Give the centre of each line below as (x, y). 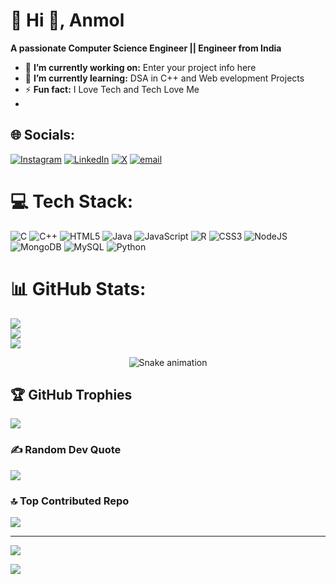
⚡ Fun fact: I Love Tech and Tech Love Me (112, 89)
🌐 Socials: (43, 135)
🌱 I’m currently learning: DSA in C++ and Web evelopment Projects (164, 78)
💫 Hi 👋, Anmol (67, 20)
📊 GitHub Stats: (78, 288)
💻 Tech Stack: (72, 201)
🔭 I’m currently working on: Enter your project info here (140, 67)
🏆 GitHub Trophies (71, 395)
